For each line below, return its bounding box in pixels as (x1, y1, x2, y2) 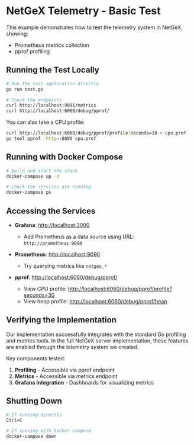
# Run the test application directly (6, 81, 99, 87)
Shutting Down (6, 396, 62, 406)
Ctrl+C (6, 417, 22, 423)
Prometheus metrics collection (14, 41, 90, 49)
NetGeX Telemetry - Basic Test (6, 4, 161, 18)
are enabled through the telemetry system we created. (6, 343, 139, 350)
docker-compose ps (6, 190, 51, 196)
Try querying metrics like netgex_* (23, 262, 108, 269)
